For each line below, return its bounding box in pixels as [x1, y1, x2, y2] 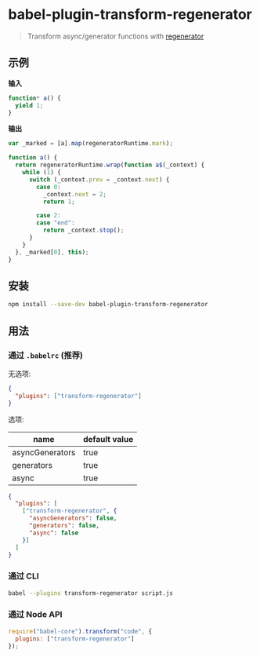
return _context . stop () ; [42, 226, 125, 235]
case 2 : [36, 212, 61, 220]
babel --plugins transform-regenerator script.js [8, 589, 174, 597]
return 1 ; [42, 198, 76, 206]
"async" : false [28, 528, 79, 537]
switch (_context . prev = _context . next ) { [28, 175, 170, 184]
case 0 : [36, 183, 61, 191]
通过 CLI [8, 571, 39, 582]
